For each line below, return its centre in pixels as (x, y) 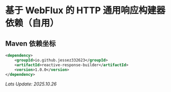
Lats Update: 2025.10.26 (31, 84)
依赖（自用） (32, 23)
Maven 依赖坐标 (31, 43)
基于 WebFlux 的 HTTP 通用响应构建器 (85, 10)
